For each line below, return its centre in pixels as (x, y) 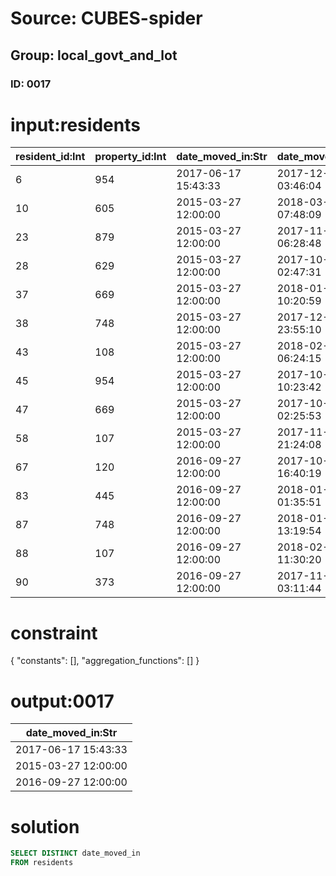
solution (45, 826)
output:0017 (62, 701)
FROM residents (42, 863)
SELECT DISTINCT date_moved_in (75, 853)
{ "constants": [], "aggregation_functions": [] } (105, 661)
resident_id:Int (50, 157)
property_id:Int (130, 157)
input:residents (75, 124)
